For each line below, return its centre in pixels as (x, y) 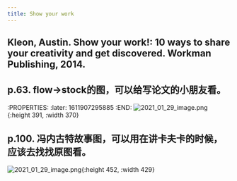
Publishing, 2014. (47, 64)
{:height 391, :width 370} (43, 115)
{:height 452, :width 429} (118, 169)
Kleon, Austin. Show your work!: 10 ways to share (119, 43)
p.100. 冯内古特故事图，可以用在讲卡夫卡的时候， (115, 139)
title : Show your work (41, 14)
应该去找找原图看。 (49, 152)
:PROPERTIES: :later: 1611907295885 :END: (70, 107)
